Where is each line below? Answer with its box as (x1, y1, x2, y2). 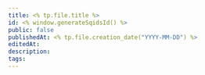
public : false (8, 26, 55, 34)
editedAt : (8, 41, 41, 48)
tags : (8, 55, 26, 63)
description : (8, 48, 51, 55)
